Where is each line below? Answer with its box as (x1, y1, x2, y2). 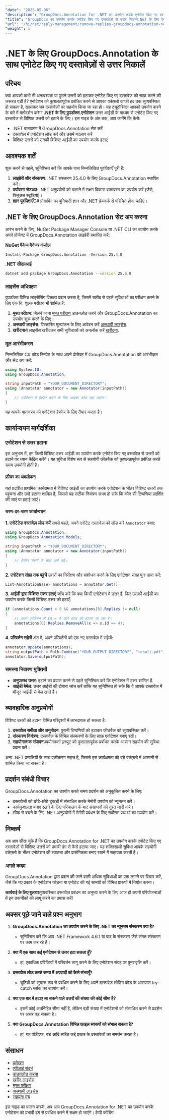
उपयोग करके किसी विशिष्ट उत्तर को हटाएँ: (5, 596, 71, 603)
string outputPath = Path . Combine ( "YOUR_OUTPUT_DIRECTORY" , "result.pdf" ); (5, 649, 167, 654)
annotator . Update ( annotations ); (5, 644, 73, 650)
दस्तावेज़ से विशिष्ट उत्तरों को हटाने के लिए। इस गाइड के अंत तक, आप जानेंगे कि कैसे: (5, 116, 141, 122)
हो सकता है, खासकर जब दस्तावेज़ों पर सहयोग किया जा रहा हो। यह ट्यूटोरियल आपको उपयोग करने (5, 104, 161, 110)
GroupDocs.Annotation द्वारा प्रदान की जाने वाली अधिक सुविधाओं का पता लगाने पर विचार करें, (5, 874, 162, 880)
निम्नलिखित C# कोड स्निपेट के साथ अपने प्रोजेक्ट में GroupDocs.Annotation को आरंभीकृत (5, 352, 158, 358)
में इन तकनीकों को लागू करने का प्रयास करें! (5, 895, 73, 901)
